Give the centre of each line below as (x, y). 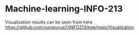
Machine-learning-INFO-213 (64, 9)
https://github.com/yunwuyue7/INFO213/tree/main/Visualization (69, 27)
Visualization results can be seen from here (49, 22)
